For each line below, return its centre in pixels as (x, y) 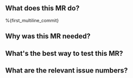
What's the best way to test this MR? (64, 53)
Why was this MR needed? (48, 36)
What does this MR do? (42, 8)
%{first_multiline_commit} (32, 20)
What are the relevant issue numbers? (66, 70)
